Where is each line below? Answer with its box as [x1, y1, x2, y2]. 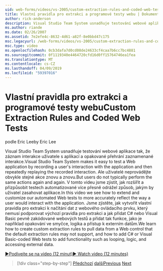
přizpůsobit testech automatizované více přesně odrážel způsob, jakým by [5, 184, 154, 190]
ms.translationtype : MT [5, 57, 53, 62]
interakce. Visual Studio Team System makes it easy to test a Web [5, 158, 136, 164]
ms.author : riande [5, 25, 42, 30]
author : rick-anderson [5, 16, 51, 21]
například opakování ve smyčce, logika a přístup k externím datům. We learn [5, 220, 157, 227]
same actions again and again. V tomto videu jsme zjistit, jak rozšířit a [5, 179, 144, 185]
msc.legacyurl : [5, 39, 36, 44]
